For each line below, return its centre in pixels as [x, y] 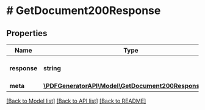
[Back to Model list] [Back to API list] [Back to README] [76, 101]
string [52, 68]
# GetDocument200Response [84, 11]
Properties [27, 33]
